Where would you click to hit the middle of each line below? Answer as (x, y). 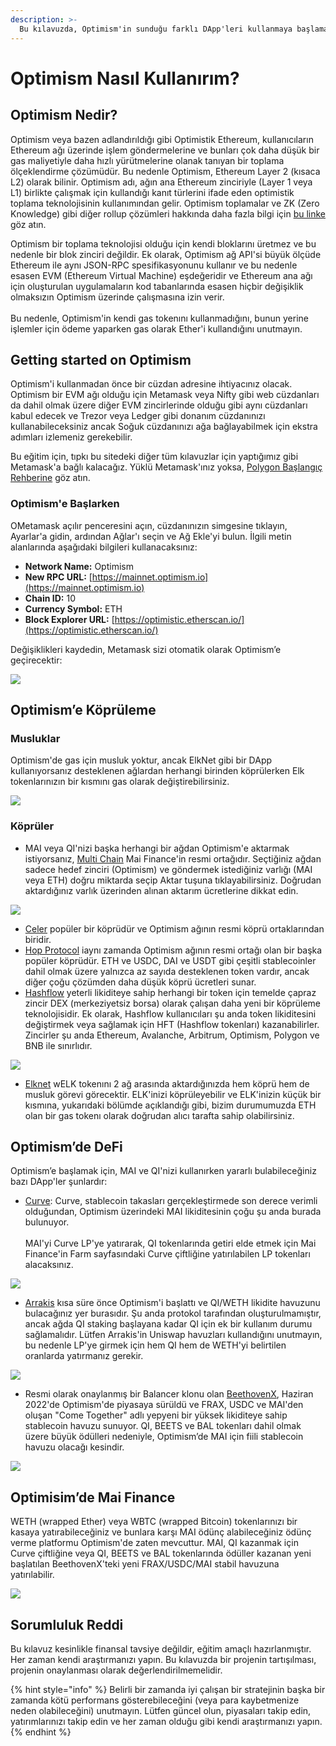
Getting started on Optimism (101, 359)
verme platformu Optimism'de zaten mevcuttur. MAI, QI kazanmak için (154, 1543)
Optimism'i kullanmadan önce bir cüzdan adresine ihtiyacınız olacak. (151, 384)
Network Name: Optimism (79, 566)
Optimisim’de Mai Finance (93, 1497)
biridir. (38, 939)
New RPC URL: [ (58, 577)
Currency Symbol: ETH (73, 608)
